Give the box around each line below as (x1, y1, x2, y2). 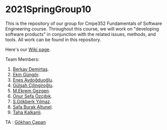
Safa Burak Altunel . (12, 104, 53, 110)
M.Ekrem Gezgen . (12, 87, 50, 93)
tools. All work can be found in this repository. (5, 37, 102, 43)
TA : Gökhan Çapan (5, 119, 46, 125)
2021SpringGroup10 (5, 4, 91, 15)
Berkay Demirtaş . (12, 66, 49, 72)
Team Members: (5, 56, 40, 62)
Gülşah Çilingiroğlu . (12, 82, 54, 88)
